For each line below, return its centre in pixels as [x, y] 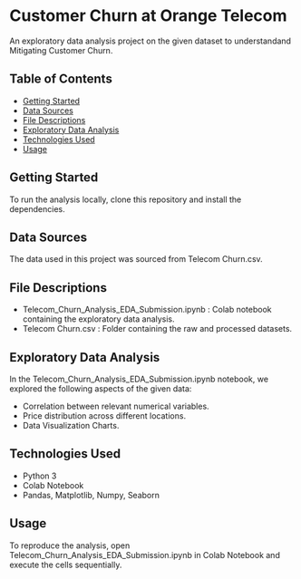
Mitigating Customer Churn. [61, 50]
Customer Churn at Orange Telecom [148, 16]
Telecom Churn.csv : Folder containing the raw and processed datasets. [157, 329]
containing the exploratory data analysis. [98, 319]
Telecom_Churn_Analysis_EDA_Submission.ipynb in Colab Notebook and [145, 555]
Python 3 [39, 476]
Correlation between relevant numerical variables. [116, 406]
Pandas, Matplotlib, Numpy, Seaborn [91, 495]
